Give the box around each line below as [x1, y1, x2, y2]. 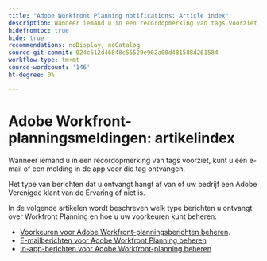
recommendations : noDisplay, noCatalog [8, 41, 141, 49]
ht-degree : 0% [8, 71, 56, 79]
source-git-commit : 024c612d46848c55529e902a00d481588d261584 [8, 49, 219, 56]
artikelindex [154, 129, 235, 147]
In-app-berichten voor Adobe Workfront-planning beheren [19, 243, 212, 253]
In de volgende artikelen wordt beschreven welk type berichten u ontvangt [8, 203, 253, 212]
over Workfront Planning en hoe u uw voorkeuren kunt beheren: [8, 212, 217, 221]
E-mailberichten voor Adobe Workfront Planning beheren [19, 236, 207, 245]
